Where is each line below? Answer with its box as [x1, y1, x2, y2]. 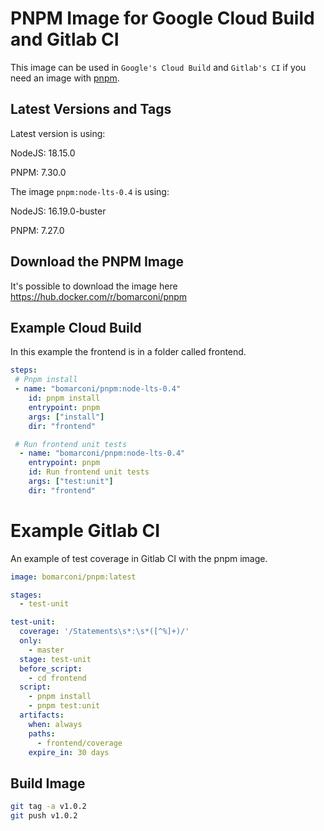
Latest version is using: [10, 127, 106, 139]
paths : [28, 728, 56, 739]
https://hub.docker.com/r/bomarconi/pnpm [10, 290, 188, 302]
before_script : [19, 663, 83, 674]
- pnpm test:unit [28, 701, 101, 711]
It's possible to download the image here [10, 280, 178, 292]
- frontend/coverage [36, 738, 123, 748]
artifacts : [19, 710, 65, 721]
